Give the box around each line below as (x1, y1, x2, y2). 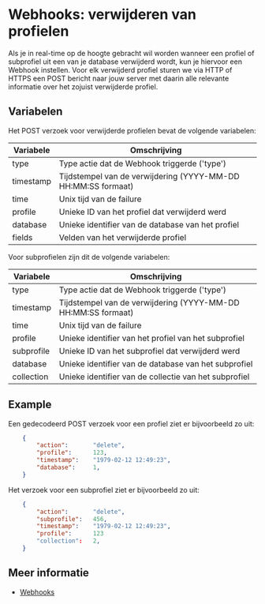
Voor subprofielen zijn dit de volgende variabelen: (8, 252, 170, 261)
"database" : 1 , (36, 463, 101, 471)
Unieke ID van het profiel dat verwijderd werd (58, 206, 227, 217)
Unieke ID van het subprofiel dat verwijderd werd (58, 345, 241, 356)
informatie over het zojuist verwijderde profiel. (8, 81, 159, 92)
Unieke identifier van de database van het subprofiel (58, 358, 253, 369)
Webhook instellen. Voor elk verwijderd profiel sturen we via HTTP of (8, 65, 233, 74)
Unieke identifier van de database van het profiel (58, 219, 239, 230)
